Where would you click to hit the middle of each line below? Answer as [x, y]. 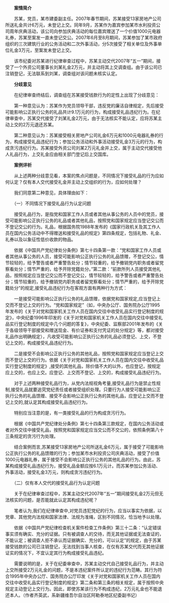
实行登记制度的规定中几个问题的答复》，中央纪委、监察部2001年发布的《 [84, 324]
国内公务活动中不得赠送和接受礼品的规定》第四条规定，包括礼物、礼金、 [89, 233]
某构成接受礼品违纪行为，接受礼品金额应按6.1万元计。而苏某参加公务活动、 [83, 466]
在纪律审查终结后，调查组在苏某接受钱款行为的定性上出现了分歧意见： [87, 95]
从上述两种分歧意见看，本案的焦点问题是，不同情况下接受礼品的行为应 [87, 176]
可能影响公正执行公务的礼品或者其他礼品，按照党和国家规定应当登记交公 [84, 221]
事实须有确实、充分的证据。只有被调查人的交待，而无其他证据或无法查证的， [84, 534]
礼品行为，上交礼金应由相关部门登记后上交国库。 [60, 154]
